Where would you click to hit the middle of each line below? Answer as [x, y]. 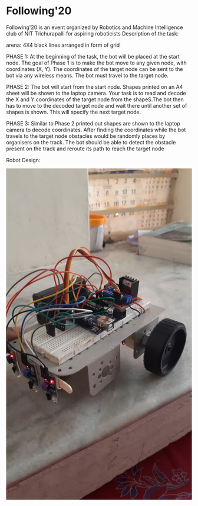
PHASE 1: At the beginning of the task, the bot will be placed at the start [93, 56]
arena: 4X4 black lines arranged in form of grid [63, 45]
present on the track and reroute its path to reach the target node [85, 149]
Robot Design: [23, 160]
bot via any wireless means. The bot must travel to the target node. [88, 75]
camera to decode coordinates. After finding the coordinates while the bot [96, 130]
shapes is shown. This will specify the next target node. [74, 112]
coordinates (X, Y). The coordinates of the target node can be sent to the [95, 69]
